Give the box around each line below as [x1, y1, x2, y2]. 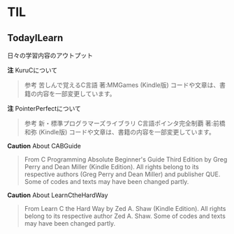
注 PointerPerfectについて [7, 104, 82, 112]
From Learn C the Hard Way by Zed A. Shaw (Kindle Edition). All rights [24, 205, 226, 212]
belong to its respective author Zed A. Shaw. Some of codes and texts [24, 212, 226, 220]
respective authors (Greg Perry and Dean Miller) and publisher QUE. [24, 170, 221, 178]
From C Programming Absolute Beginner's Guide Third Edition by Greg [24, 155, 228, 164]
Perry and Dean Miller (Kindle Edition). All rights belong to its [24, 163, 199, 171]
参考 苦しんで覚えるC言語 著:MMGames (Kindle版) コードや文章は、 [24, 81, 220, 89]
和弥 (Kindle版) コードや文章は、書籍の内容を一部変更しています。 [24, 128, 215, 136]
